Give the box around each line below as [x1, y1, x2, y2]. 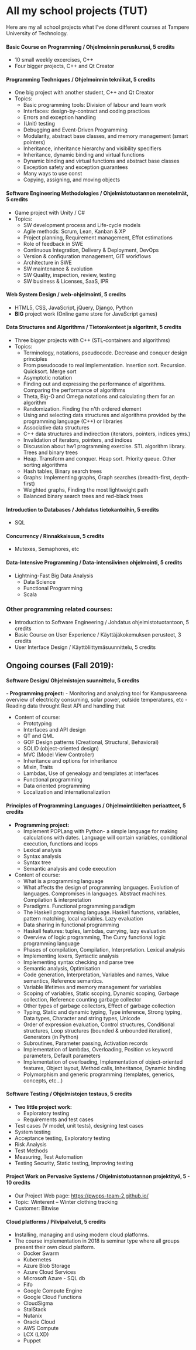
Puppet [23, 1337, 41, 1344]
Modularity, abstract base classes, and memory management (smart [23, 133, 188, 140]
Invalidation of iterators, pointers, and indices [23, 436, 133, 444]
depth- [173, 473, 190, 481]
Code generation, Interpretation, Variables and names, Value [23, 971, 169, 978]
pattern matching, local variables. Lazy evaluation [23, 915, 143, 922]
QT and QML [23, 732, 54, 740]
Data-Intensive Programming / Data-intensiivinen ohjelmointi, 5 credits [6, 559, 183, 566]
